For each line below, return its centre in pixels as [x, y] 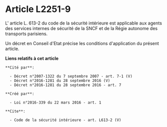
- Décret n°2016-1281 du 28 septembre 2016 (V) [60, 80]
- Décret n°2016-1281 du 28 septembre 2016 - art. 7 [66, 85]
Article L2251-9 [38, 9]
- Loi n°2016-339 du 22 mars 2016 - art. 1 [55, 102]
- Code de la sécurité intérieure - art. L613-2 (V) [66, 120]
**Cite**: [15, 111]
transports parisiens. [26, 33]
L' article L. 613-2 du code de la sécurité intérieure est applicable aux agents [83, 23]
